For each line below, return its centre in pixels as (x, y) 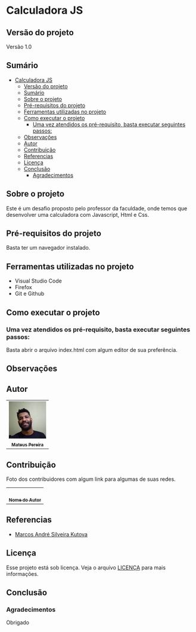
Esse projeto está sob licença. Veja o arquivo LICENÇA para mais (86, 567)
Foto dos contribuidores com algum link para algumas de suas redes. (91, 479)
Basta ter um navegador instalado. (48, 248)
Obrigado (18, 622)
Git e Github (29, 294)
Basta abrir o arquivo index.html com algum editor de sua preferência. (92, 349)
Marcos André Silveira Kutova (51, 534)
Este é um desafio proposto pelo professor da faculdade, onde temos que (97, 208)
